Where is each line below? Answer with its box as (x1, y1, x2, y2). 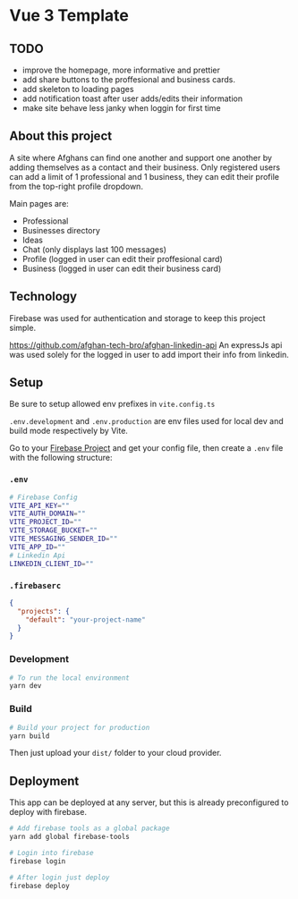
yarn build (9, 731, 50, 741)
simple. (9, 322, 37, 333)
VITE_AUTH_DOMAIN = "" (9, 509, 87, 519)
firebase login (9, 856, 66, 866)
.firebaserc (9, 581, 62, 590)
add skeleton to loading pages (21, 84, 134, 94)
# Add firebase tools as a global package (9, 824, 170, 833)
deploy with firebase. (9, 807, 88, 818)
